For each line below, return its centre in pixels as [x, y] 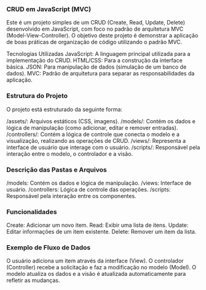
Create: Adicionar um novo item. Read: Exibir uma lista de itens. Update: [97, 225]
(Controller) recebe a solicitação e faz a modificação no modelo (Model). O [101, 267]
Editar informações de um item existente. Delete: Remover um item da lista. [101, 232]
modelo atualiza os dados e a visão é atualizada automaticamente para [96, 274]
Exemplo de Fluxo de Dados [49, 248]
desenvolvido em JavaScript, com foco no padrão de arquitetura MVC [95, 29]
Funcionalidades [32, 212]
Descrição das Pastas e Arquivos [57, 169]
